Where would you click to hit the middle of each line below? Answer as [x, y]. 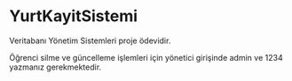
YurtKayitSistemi [74, 16]
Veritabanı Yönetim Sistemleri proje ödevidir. [90, 40]
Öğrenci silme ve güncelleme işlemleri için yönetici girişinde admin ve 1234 [146, 57]
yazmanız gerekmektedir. [55, 67]
